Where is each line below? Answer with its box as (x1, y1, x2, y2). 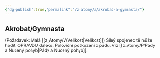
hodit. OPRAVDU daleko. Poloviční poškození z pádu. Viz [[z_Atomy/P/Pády (5, 43, 156, 48)
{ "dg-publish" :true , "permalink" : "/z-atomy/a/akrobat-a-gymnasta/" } (5, 7, 144, 12)
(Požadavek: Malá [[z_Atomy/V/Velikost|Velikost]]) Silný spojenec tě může (5, 37, 153, 43)
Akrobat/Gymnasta (5, 25, 64, 33)
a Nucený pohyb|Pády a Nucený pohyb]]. (5, 47, 88, 53)
